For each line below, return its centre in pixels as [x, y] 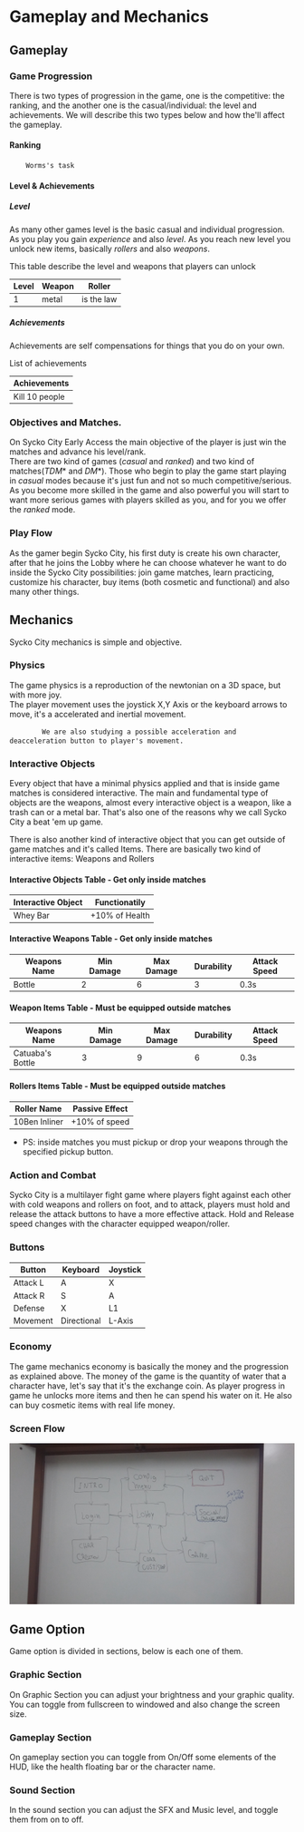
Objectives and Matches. [66, 423]
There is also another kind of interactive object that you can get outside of [147, 840]
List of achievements [48, 363]
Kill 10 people [39, 396]
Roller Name [38, 1109]
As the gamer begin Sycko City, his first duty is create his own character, [145, 553]
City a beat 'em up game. [57, 822]
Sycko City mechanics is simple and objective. [96, 642]
